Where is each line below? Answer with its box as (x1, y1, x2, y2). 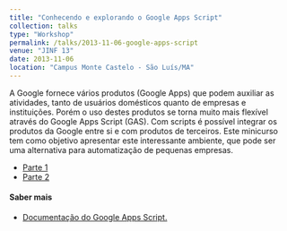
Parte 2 (22, 171, 50, 182)
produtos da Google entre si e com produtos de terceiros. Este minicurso (9, 125, 278, 136)
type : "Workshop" (9, 30, 74, 38)
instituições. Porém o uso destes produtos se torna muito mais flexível (9, 107, 269, 117)
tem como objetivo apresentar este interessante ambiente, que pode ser (9, 135, 276, 146)
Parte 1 (22, 162, 48, 173)
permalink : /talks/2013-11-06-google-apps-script (9, 38, 199, 47)
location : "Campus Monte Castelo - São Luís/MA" (9, 64, 195, 73)
